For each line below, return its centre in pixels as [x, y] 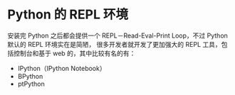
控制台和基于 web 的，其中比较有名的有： [74, 53]
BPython [30, 76]
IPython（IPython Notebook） [62, 68]
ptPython [31, 84]
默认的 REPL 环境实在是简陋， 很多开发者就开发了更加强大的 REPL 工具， [115, 44]
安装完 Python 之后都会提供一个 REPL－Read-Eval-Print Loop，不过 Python [117, 35]
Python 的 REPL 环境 [68, 15]
